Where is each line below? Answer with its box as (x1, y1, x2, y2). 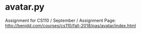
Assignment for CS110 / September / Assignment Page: (5, 17, 116, 23)
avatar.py (5, 1, 45, 13)
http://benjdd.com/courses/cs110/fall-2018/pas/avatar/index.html (5, 22, 136, 28)
